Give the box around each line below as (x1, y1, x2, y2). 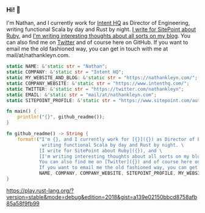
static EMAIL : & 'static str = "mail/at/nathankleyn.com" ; (6, 91, 157, 98)
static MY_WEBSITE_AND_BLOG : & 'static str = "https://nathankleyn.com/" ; (6, 75, 198, 81)
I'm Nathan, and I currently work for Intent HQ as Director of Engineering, (6, 19, 190, 27)
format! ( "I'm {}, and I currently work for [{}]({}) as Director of (17, 136, 195, 142)
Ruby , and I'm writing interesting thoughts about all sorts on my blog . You (6, 32, 191, 40)
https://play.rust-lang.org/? (6, 187, 74, 194)
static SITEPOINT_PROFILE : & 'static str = (6, 97, 116, 103)
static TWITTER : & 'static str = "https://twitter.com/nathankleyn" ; (6, 86, 184, 92)
